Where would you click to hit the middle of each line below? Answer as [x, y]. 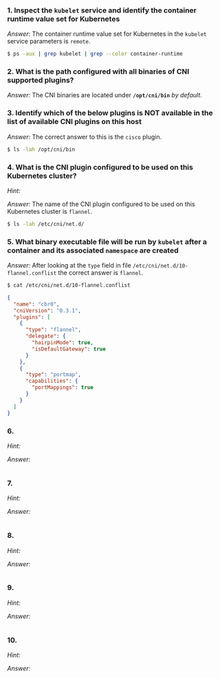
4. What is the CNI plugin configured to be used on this [100, 167]
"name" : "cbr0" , [36, 304]
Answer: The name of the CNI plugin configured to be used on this [101, 204]
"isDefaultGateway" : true [69, 349]
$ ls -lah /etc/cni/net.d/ [46, 224]
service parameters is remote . [49, 41]
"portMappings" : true [63, 388]
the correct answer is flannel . [101, 273]
